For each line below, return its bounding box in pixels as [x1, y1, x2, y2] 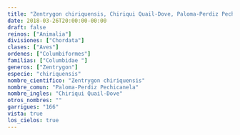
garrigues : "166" [7, 104, 59, 111]
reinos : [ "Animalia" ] [7, 30, 72, 38]
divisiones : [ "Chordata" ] [7, 37, 84, 44]
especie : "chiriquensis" [7, 70, 81, 77]
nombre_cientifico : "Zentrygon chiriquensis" [7, 76, 145, 84]
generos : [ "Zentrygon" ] [7, 64, 79, 71]
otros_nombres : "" [7, 97, 62, 104]
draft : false [7, 24, 46, 31]
